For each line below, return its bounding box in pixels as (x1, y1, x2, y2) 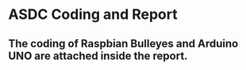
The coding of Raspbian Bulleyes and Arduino (8, 37, 239, 50)
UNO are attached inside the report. (8, 49, 188, 62)
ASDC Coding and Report (8, 6, 178, 24)
